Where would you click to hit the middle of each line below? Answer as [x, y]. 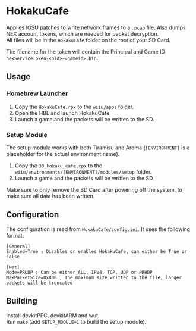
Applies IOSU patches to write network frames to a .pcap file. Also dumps [96, 27]
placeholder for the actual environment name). [63, 154]
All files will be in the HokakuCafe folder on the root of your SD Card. [88, 40]
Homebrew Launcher [37, 93]
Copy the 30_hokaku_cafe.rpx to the [59, 165]
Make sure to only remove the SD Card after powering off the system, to [94, 189]
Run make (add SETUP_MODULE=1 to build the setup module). [76, 321]
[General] [18, 246]
